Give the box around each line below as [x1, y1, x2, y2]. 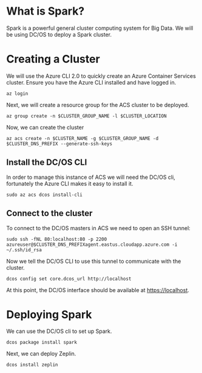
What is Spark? [6, 4, 85, 18]
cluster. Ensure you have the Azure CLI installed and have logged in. [6, 78, 177, 86]
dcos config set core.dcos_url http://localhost [6, 276, 132, 282]
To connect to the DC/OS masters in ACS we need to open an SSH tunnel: [6, 224, 191, 232]
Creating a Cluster [6, 52, 100, 66]
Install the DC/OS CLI [6, 157, 87, 168]
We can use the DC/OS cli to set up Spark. [6, 327, 112, 335]
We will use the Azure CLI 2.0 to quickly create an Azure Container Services [6, 72, 196, 80]
